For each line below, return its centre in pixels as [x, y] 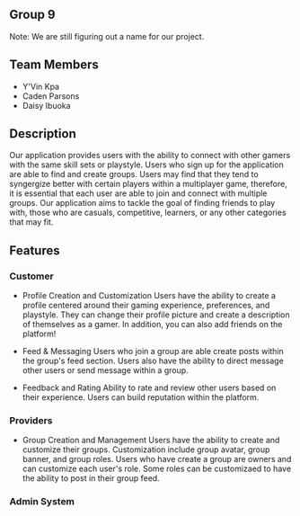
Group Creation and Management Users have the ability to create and [151, 440]
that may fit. [31, 222]
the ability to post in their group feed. [91, 478]
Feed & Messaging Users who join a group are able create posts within [153, 351]
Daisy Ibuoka [46, 105]
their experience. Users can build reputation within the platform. [141, 397]
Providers [31, 421]
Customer [31, 276]
